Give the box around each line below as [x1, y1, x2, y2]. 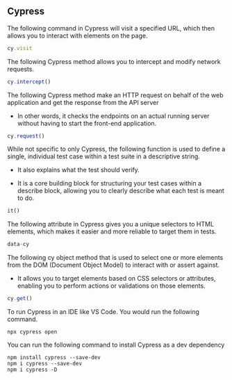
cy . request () [7, 132, 45, 140]
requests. [7, 65, 35, 73]
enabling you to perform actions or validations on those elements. [17, 281, 206, 290]
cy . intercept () [7, 78, 51, 85]
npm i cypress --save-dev [7, 361, 82, 367]
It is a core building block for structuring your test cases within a [17, 179, 202, 188]
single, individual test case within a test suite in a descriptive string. [7, 152, 200, 160]
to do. [17, 194, 35, 202]
